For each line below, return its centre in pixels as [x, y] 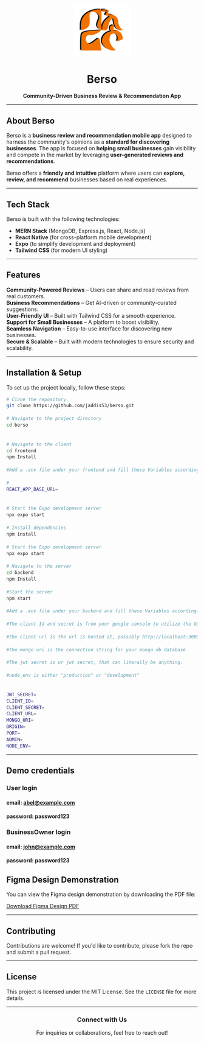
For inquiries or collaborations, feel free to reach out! [102, 1033]
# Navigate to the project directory [54, 419]
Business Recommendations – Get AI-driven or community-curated [92, 302]
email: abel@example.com [41, 802]
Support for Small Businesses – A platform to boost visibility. [83, 322]
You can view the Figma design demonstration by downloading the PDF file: [101, 894]
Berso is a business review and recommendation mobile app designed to [99, 136]
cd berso [17, 425]
